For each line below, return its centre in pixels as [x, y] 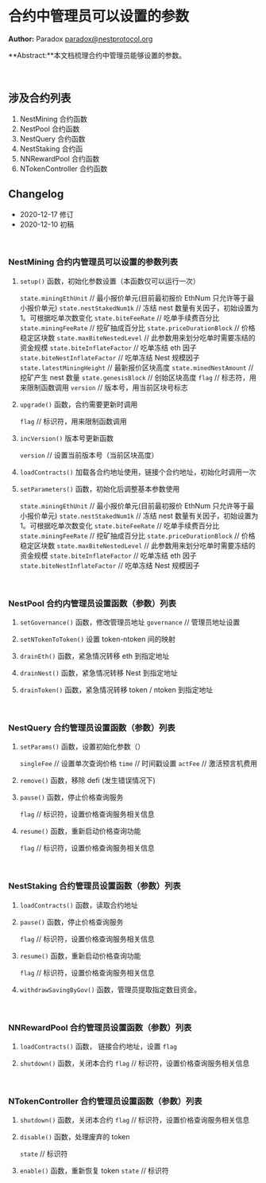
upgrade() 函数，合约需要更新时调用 [79, 404]
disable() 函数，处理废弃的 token [75, 1137]
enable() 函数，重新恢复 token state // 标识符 [94, 1171]
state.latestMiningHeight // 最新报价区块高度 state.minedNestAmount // [137, 368]
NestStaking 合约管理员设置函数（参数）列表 [94, 886]
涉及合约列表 [40, 98]
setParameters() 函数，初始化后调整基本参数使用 [100, 488]
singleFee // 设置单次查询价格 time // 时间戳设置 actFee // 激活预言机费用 [139, 764]
